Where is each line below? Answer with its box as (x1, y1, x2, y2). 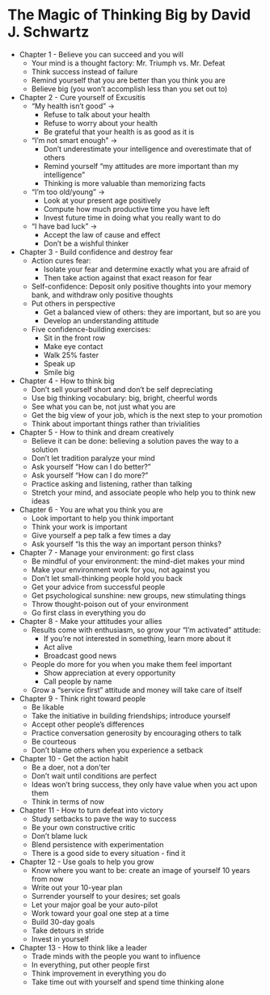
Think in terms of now (31, 796, 104, 806)
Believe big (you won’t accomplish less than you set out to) (31, 83, 228, 94)
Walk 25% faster (43, 350, 99, 360)
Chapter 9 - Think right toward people (19, 694, 146, 703)
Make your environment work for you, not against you (31, 564, 211, 575)
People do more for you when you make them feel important (31, 659, 232, 668)
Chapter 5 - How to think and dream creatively (19, 427, 175, 437)
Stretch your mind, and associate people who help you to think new (31, 487, 256, 497)
